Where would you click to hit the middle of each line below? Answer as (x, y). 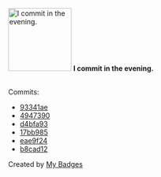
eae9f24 (34, 140)
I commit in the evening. (113, 68)
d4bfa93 (34, 124)
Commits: (24, 92)
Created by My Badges (45, 164)
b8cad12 (34, 149)
